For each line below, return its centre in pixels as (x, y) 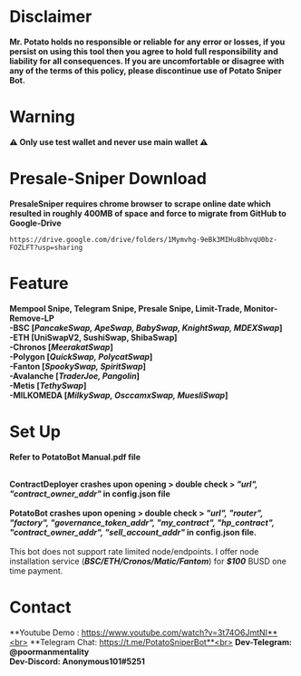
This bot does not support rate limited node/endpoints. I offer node (134, 551)
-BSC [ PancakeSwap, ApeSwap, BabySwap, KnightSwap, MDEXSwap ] (146, 327)
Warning (42, 117)
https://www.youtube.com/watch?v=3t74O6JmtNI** (180, 633)
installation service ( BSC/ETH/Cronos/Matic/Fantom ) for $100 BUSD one (148, 561)
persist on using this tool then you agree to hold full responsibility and (144, 51)
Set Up (35, 431)
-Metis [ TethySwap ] (48, 385)
